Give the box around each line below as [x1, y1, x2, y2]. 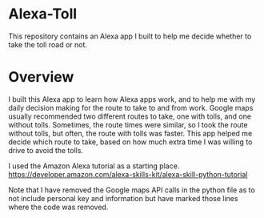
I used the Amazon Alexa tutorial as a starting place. [8, 161, 180, 171]
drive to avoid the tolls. [8, 145, 84, 155]
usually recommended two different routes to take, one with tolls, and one [8, 111, 252, 121]
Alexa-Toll [8, 5, 78, 23]
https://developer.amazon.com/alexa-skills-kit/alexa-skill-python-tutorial [8, 169, 248, 179]
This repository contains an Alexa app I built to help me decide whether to [8, 31, 252, 41]
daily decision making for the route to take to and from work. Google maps [8, 103, 254, 112]
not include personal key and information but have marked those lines [8, 193, 238, 203]
